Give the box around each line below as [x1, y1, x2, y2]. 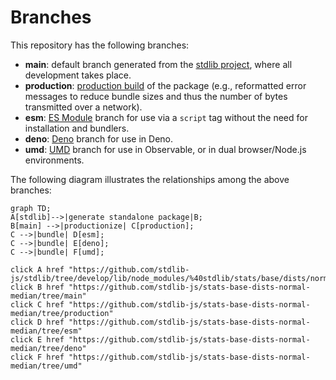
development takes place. [24, 69, 132, 81]
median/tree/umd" [10, 361, 83, 371]
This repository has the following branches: [10, 39, 190, 51]
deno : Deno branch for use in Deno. [24, 132, 174, 145]
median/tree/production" [10, 308, 114, 318]
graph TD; [10, 203, 52, 213]
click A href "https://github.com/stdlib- [10, 264, 190, 275]
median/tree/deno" [10, 343, 87, 353]
